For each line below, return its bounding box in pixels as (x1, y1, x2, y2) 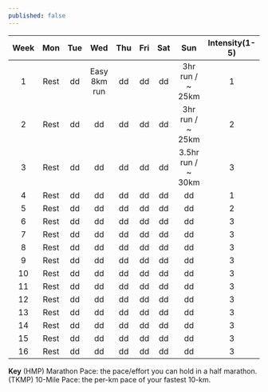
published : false (8, 11, 66, 20)
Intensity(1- (207, 37, 256, 48)
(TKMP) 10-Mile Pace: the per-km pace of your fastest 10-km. (8, 374, 211, 384)
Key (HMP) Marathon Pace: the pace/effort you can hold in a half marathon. (8, 366, 258, 376)
